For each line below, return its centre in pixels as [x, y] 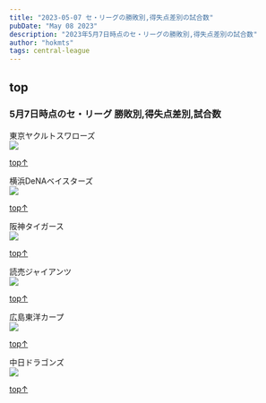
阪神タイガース [37, 226]
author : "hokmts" [42, 43]
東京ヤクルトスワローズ [52, 135]
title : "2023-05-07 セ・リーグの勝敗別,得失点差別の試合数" [112, 17]
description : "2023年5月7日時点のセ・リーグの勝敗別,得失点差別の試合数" [133, 34]
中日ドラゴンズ [37, 362]
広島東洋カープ [37, 317]
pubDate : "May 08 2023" [54, 26]
